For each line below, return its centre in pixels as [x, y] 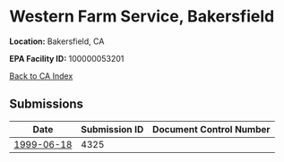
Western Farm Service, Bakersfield [142, 17]
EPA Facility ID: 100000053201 [67, 58]
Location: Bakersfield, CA [57, 41]
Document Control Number [211, 129]
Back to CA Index [41, 76]
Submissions [46, 104]
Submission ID [112, 129]
